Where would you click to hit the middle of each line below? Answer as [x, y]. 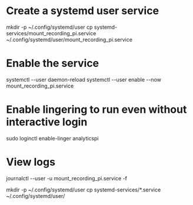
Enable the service [53, 63]
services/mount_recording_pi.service [51, 33]
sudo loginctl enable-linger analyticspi [52, 138]
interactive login [47, 122]
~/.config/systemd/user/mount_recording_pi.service [69, 39]
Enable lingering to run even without [96, 110]
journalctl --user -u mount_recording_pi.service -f [67, 178]
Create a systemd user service [83, 11]
